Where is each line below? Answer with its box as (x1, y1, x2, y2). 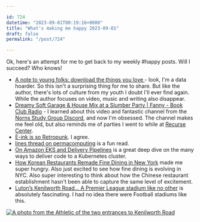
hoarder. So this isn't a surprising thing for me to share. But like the (14, 82, 180, 90)
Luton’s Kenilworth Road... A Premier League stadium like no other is (14, 184, 184, 192)
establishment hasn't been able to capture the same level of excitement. (14, 178, 193, 185)
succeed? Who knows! (6, 64, 63, 72)
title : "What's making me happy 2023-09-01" (6, 25, 119, 31)
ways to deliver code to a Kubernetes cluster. (14, 152, 127, 160)
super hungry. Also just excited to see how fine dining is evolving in (14, 166, 181, 173)
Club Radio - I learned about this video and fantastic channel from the (14, 108, 187, 115)
